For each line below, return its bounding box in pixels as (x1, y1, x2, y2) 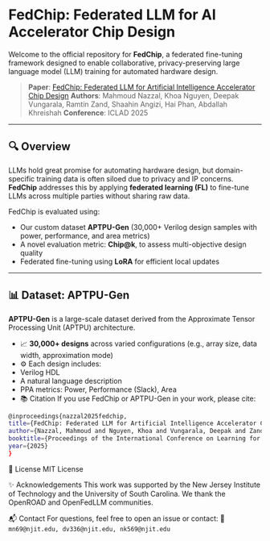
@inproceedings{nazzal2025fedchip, (8, 412, 128, 420)
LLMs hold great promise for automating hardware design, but (8, 165, 215, 175)
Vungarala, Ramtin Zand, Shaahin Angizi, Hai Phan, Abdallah (27, 99, 227, 109)
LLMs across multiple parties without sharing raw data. (8, 191, 190, 201)
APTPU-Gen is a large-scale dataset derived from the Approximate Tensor (8, 314, 256, 323)
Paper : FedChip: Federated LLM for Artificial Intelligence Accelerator (27, 82, 256, 92)
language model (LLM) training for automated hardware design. (8, 66, 219, 76)
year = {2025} (8, 442, 48, 451)
